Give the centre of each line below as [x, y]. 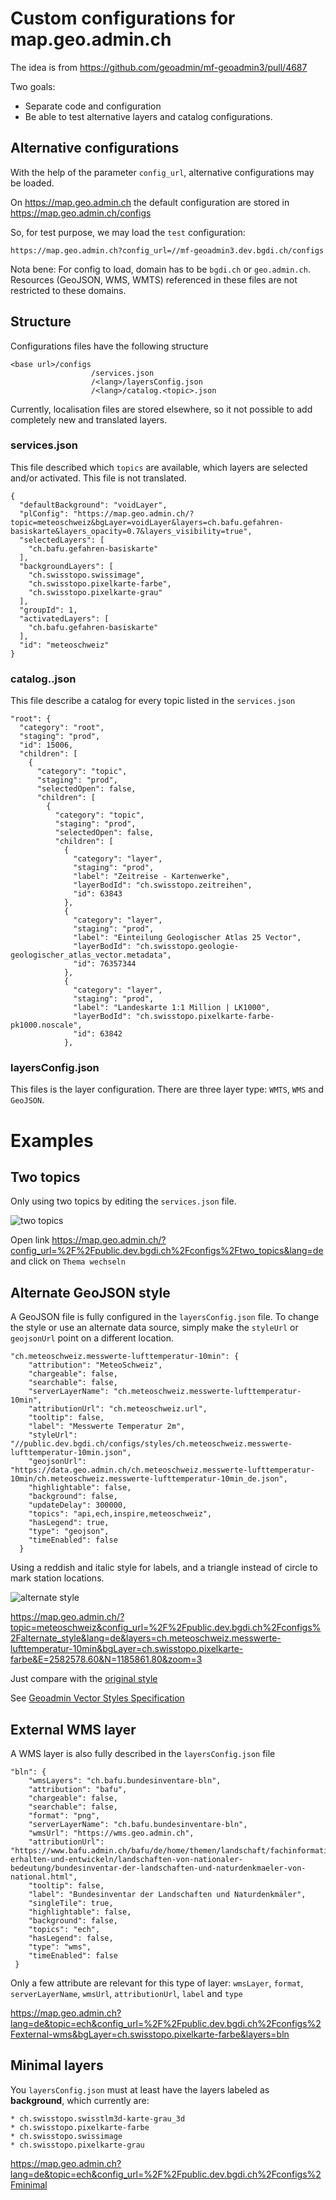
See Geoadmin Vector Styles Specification [97, 1698]
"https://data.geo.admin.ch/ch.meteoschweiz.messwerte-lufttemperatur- [162, 1470]
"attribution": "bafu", [78, 1790]
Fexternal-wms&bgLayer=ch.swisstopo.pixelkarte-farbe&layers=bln [150, 2034]
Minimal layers [57, 2065]
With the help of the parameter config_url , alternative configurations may [162, 172]
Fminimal [29, 2184]
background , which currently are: [80, 2100]
